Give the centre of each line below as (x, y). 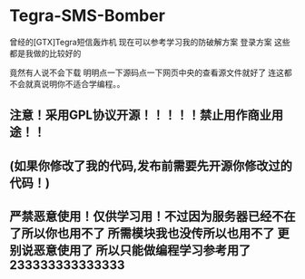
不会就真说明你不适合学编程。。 (67, 83)
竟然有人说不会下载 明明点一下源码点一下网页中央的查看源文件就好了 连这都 (151, 72)
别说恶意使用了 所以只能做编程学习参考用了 (130, 250)
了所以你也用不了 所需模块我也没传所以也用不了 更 (149, 233)
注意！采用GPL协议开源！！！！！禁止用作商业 (141, 115)
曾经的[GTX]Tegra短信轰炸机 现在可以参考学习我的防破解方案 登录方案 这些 (150, 42)
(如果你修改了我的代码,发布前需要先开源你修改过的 (151, 165)
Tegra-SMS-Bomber (88, 16)
